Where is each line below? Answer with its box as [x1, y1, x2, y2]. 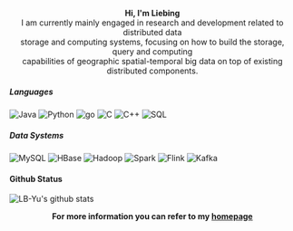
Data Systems [9, 130, 64, 140]
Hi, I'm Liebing [124, 8, 181, 18]
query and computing [112, 46, 193, 57]
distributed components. [106, 65, 199, 76]
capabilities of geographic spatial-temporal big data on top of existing [22, 56, 283, 66]
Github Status [9, 173, 63, 184]
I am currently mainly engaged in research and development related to [21, 17, 284, 28]
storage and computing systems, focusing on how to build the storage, [20, 36, 285, 47]
